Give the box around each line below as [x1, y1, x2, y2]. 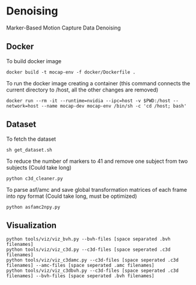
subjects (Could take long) [6, 164, 72, 171]
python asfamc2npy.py [6, 204, 61, 210]
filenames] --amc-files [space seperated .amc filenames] [6, 263, 155, 269]
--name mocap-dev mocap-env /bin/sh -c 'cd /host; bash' [41, 103, 187, 109]
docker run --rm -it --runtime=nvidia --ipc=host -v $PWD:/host [6, 97, 171, 103]
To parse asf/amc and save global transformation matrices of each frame [6, 186, 188, 193]
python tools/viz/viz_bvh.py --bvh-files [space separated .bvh [6, 236, 171, 242]
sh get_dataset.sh [6, 147, 52, 153]
